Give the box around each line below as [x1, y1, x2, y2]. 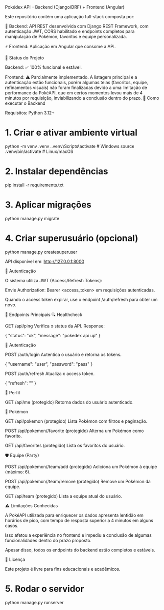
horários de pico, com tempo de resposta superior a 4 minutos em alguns [5, 517, 153, 523]
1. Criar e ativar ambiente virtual [5, 127, 138, 138]
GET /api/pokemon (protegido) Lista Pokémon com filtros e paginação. [5, 418, 148, 424]
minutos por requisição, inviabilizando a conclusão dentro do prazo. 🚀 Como [5, 95, 159, 101]
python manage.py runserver [5, 599, 64, 605]
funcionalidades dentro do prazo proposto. [5, 537, 92, 543]
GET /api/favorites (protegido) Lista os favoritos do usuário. [5, 442, 125, 448]
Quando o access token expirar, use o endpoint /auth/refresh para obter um [5, 296, 158, 302]
